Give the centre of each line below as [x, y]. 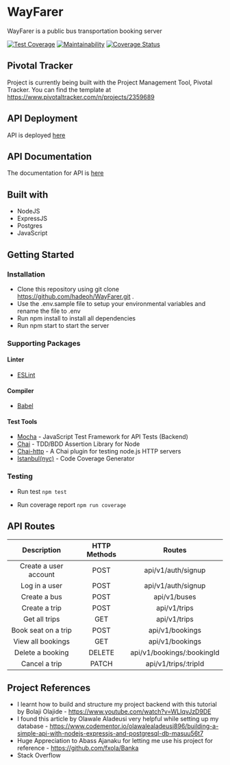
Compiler [21, 390]
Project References [49, 688]
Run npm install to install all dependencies [76, 318]
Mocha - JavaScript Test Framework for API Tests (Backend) [102, 437]
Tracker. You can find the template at [59, 89]
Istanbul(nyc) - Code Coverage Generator [76, 459]
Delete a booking [41, 652]
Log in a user [41, 585]
